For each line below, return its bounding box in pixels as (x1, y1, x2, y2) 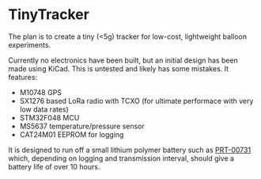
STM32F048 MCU (19, 112, 80, 122)
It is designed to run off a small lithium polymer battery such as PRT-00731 (8, 145, 252, 154)
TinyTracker (8, 6, 89, 24)
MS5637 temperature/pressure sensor (19, 121, 145, 131)
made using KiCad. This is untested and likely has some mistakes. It (8, 63, 229, 73)
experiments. (8, 40, 51, 49)
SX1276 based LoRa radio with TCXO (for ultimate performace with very (19, 96, 254, 105)
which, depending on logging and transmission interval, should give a (8, 153, 235, 163)
